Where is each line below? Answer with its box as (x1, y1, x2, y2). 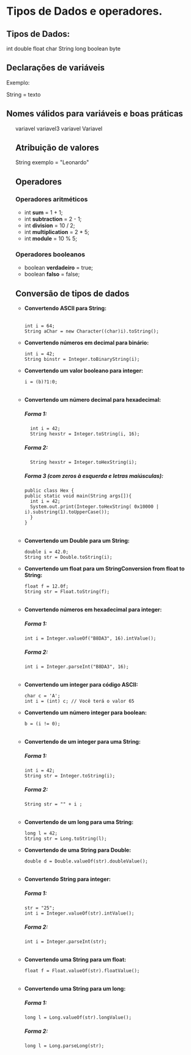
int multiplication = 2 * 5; (24, 229, 90, 236)
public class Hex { (24, 488, 75, 494)
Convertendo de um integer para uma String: (24, 738, 141, 746)
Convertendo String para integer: (24, 875, 111, 883)
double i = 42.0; (24, 549, 69, 555)
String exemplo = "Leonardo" (15, 159, 89, 166)
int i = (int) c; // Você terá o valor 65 (24, 698, 135, 705)
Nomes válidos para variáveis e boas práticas (6, 108, 184, 119)
